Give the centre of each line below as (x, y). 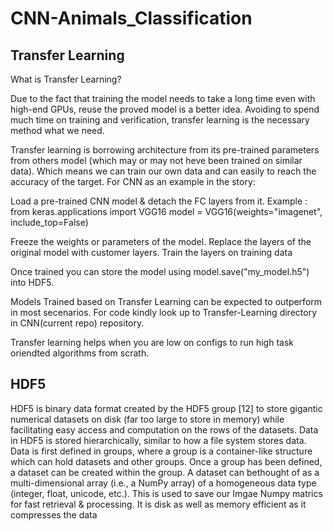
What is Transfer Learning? (66, 79)
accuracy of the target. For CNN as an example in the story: (133, 181)
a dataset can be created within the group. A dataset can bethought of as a (165, 472)
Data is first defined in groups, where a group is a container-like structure (161, 451)
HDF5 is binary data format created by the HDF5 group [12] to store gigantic (166, 408)
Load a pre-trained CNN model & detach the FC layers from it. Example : (159, 201)
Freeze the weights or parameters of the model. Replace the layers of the (161, 241)
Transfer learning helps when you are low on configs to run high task (152, 342)
